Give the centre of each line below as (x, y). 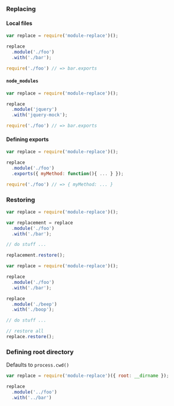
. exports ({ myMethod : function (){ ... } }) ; (68, 174)
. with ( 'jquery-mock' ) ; (40, 115)
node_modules (22, 81)
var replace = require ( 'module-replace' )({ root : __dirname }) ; (88, 376)
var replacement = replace (40, 223)
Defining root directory (40, 352)
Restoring (21, 199)
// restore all (25, 331)
